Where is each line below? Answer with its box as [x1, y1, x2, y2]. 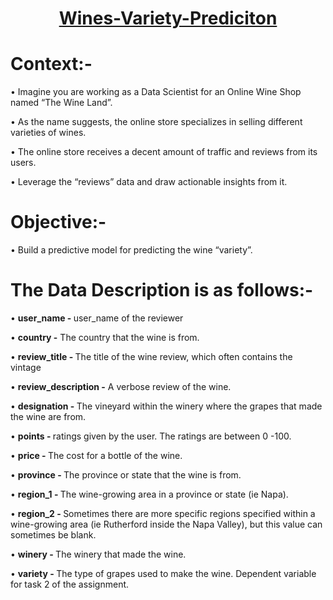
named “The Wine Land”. [10, 97, 113, 109]
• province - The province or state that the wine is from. [10, 469, 242, 481]
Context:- [10, 53, 93, 76]
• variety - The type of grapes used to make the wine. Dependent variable [10, 568, 317, 579]
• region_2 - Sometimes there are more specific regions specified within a [10, 508, 316, 519]
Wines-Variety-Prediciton [58, 7, 278, 30]
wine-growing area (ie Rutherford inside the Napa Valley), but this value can [10, 518, 323, 530]
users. [10, 157, 37, 169]
